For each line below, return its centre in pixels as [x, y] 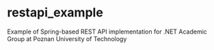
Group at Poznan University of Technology [67, 38]
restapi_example [55, 13]
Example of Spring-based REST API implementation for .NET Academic [107, 32]
